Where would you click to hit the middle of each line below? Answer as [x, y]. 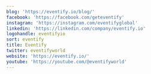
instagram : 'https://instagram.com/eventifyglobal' [72, 23]
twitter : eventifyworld [36, 51]
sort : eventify [25, 39]
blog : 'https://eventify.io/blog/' [51, 12]
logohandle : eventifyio [36, 34]
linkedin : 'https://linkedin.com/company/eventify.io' [76, 28]
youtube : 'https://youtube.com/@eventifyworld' [67, 61]
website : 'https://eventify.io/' [48, 56]
